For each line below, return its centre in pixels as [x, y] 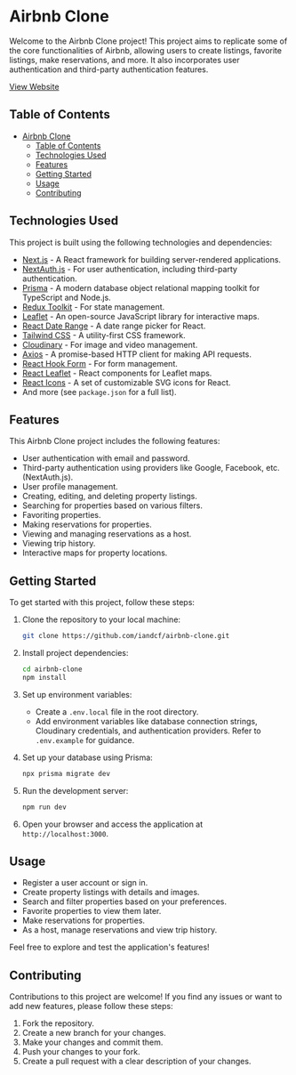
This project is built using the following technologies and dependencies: [141, 242]
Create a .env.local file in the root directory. [117, 711]
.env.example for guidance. [85, 740]
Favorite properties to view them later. [92, 911]
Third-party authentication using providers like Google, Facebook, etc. [151, 468]
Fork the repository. [58, 1023]
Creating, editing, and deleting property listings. [109, 497]
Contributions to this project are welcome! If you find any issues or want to [146, 997]
